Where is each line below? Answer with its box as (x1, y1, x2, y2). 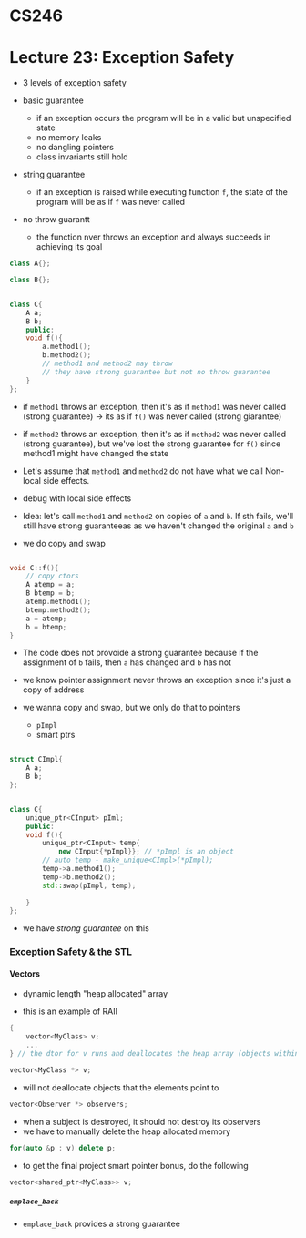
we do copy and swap (22, 537, 107, 548)
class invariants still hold (36, 151, 129, 162)
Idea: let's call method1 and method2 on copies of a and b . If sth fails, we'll (22, 510, 294, 521)
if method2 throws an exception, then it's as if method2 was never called (22, 428, 287, 439)
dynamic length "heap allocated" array (22, 988, 168, 999)
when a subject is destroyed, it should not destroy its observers (22, 1116, 261, 1127)
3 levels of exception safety (22, 77, 127, 88)
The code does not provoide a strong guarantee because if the (22, 648, 259, 659)
